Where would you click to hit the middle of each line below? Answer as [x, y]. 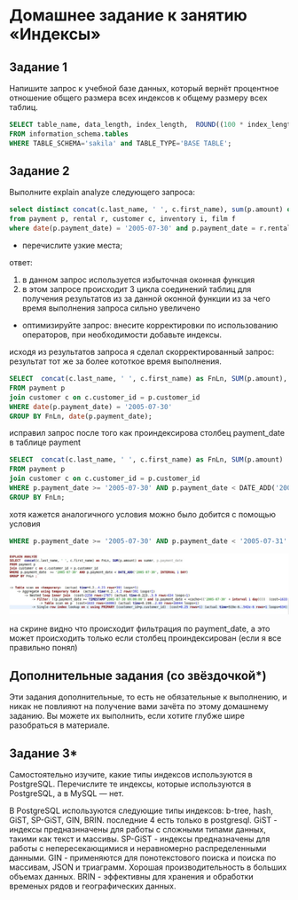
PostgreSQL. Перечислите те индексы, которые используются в [130, 784]
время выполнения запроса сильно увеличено [111, 308]
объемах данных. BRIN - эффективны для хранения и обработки [132, 877]
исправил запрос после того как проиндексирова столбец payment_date [147, 433]
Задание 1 [39, 67]
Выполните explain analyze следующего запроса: [102, 193]
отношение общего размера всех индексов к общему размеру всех [138, 98]
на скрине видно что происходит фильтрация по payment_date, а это [140, 629]
